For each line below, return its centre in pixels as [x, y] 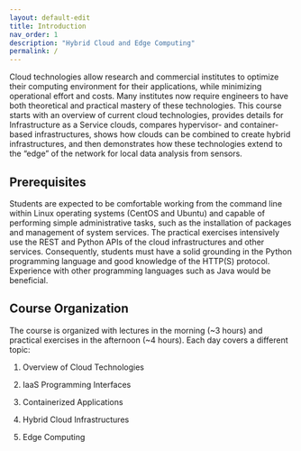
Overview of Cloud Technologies [83, 367]
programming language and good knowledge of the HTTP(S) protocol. [140, 261]
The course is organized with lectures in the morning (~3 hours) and [136, 330]
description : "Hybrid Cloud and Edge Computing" [102, 43]
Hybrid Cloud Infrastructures [76, 419]
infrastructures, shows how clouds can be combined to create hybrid [163, 134]
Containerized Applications [73, 401]
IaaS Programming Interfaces [77, 384]
